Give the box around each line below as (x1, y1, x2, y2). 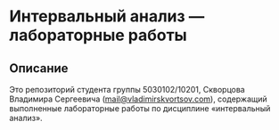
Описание (9, 61, 69, 76)
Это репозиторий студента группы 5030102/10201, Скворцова (9, 85, 245, 94)
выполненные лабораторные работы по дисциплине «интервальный (9, 103, 271, 113)
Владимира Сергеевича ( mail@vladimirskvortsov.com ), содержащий (9, 93, 267, 104)
